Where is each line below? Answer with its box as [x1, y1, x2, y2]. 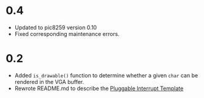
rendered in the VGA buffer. [14, 78, 85, 85]
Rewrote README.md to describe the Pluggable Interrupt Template [14, 85, 184, 92]
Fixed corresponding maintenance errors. [14, 30, 120, 37]
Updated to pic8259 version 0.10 [14, 24, 97, 31]
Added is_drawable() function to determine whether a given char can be [14, 71, 198, 79]
